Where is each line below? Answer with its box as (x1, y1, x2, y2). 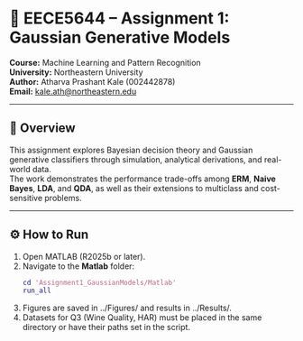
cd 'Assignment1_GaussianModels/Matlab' (22, 278, 177, 287)
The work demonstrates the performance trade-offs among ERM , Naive (9, 173, 277, 184)
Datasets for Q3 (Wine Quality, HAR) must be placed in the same (22, 312, 262, 323)
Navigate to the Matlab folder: (22, 261, 135, 272)
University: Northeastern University (9, 67, 143, 78)
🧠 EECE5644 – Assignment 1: (9, 8, 230, 29)
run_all (22, 286, 51, 296)
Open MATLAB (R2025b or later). (22, 251, 146, 262)
